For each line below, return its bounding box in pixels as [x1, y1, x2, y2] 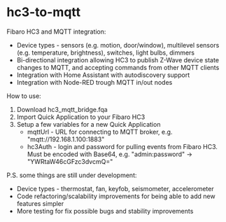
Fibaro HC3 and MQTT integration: [6, 27, 106, 36]
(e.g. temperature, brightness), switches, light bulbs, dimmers [16, 48, 195, 57]
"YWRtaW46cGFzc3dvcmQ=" [27, 157, 113, 165]
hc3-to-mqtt [6, 4, 81, 20]
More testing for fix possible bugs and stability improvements [16, 207, 194, 215]
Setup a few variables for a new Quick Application [16, 120, 161, 128]
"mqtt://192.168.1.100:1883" [27, 134, 105, 144]
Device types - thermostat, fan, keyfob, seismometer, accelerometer [16, 184, 214, 193]
